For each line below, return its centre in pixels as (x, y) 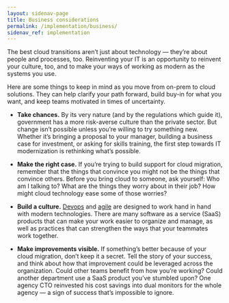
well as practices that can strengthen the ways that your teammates (112, 228)
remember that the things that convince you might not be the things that (118, 172)
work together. (38, 236)
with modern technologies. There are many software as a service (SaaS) (119, 214)
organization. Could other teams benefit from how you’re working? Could (120, 271)
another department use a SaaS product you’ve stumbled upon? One (114, 278)
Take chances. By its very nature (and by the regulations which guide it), (120, 115)
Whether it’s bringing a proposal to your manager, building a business (115, 137)
